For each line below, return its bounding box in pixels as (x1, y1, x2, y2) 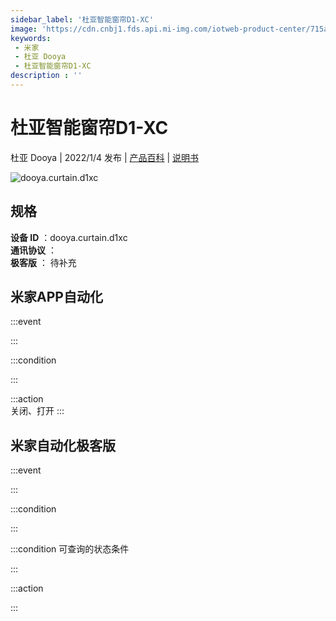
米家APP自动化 (10, 289, 103, 306)
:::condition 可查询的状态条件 (10, 543, 130, 555)
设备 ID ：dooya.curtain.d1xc (10, 231, 128, 243)
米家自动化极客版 (10, 437, 116, 454)
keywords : (10, 33, 52, 43)
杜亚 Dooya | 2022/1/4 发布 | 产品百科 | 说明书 (10, 151, 200, 163)
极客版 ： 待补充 (10, 256, 77, 268)
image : (10, 24, 38, 34)
